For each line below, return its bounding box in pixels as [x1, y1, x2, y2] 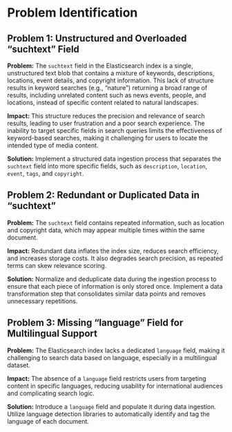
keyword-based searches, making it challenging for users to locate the [7, 134, 209, 142]
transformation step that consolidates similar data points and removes [7, 289, 206, 298]
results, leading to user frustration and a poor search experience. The [7, 119, 205, 127]
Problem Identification [7, 5, 138, 21]
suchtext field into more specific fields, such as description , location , [7, 162, 208, 170]
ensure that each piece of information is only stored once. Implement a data [7, 282, 223, 290]
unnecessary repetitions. [7, 296, 78, 305]
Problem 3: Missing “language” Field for [7, 317, 184, 329]
